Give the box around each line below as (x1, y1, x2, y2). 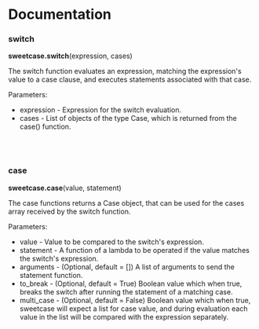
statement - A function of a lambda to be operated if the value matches (19, 245, 250, 254)
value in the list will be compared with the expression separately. (19, 312, 229, 321)
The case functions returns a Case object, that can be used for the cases (8, 198, 245, 207)
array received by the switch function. (8, 207, 131, 216)
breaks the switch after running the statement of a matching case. (19, 287, 233, 296)
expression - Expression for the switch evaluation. (19, 105, 182, 115)
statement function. (19, 270, 83, 280)
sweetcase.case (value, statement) (8, 183, 122, 192)
